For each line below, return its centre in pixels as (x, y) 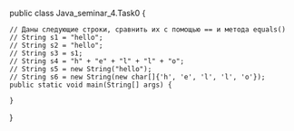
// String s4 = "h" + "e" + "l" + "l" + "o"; (97, 61)
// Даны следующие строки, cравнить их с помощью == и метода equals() (147, 30)
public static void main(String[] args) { (91, 85)
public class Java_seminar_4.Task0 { (78, 13)
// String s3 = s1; (46, 53)
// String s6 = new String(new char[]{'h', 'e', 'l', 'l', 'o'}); (137, 77)
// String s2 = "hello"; (56, 45)
